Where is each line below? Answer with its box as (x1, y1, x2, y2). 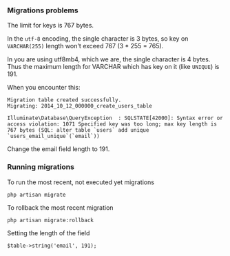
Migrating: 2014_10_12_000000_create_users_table (7, 103, 153, 110)
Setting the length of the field (7, 228, 90, 237)
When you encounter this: (7, 83, 81, 92)
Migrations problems (7, 6, 79, 15)
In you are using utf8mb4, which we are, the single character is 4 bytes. (7, 55, 211, 63)
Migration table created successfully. (7, 97, 122, 104)
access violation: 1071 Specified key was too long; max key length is (7, 121, 217, 128)
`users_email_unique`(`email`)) (7, 133, 100, 140)
